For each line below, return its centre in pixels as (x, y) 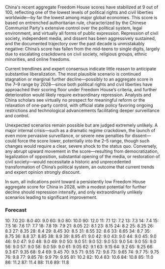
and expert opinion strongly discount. (43, 172)
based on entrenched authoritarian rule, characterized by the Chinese (76, 23)
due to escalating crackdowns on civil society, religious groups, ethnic (76, 54)
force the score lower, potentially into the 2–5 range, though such (83, 141)
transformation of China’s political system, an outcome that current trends (80, 167)
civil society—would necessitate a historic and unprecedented (68, 162)
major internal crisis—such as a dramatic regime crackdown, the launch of (80, 130)
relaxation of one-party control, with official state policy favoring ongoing (79, 105)
